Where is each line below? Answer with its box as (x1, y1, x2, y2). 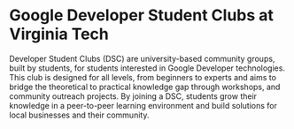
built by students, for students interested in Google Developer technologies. (9, 63, 286, 73)
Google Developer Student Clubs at (9, 5, 275, 26)
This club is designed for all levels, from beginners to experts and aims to (9, 72, 277, 82)
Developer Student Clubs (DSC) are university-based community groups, (9, 53, 275, 64)
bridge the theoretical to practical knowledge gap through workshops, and (9, 81, 281, 92)
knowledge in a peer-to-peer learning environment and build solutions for (9, 100, 277, 110)
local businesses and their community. (9, 110, 150, 120)
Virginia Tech (9, 24, 109, 44)
